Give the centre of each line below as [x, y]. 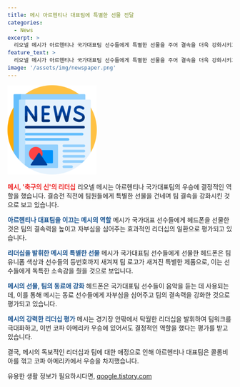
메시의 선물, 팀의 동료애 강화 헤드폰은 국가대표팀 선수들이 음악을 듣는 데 [106, 286]
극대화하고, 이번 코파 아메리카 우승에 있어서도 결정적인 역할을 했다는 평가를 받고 [118, 328]
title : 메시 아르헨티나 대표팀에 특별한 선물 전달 [71, 15]
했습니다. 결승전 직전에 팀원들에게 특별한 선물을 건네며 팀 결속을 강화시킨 [121, 196]
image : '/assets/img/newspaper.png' [62, 68]
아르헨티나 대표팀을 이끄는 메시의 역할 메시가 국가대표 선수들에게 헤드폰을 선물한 [119, 220]
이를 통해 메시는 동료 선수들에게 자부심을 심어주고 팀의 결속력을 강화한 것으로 [124, 295]
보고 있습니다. [40, 204]
